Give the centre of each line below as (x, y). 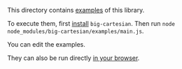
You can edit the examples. (47, 44)
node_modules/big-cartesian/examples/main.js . (76, 31)
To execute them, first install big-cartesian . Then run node (91, 23)
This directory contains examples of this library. (76, 10)
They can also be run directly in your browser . (73, 58)
